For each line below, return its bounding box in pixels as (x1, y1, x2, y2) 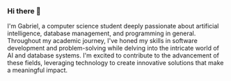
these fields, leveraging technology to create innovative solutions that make (7, 59, 224, 67)
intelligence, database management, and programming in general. (7, 29, 196, 37)
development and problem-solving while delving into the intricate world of (7, 44, 219, 53)
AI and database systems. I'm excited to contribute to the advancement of (7, 51, 220, 60)
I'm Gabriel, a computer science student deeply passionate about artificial (7, 22, 219, 30)
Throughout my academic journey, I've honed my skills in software (7, 37, 198, 45)
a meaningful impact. (7, 66, 68, 75)
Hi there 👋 (7, 6, 42, 16)
